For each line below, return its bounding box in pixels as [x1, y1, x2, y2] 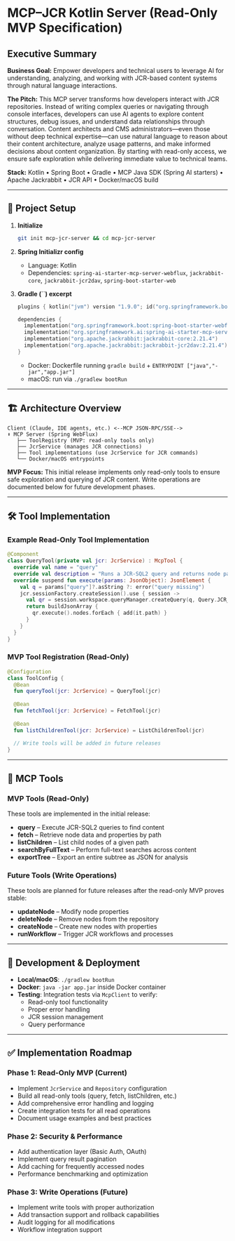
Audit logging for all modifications [17, 1218, 115, 1226]
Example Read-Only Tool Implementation [7, 535, 150, 545]
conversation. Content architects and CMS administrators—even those [7, 125, 211, 133]
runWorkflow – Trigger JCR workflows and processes [17, 930, 173, 938]
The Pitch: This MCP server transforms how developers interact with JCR [7, 95, 220, 103]
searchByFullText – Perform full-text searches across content [17, 845, 197, 854]
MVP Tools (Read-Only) [7, 793, 90, 803]
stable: [7, 894, 27, 903]
